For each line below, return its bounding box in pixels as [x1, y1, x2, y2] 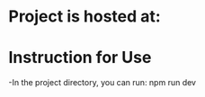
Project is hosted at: [8, 6, 161, 27]
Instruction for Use [8, 48, 152, 68]
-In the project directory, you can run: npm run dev [8, 77, 197, 88]
